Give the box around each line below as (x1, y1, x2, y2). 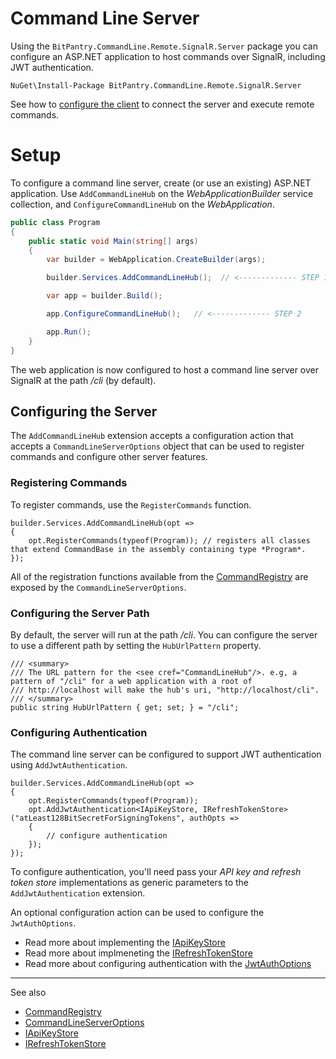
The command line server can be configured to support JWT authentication (10, 748, 322, 761)
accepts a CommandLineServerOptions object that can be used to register (10, 440, 305, 452)
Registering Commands (10, 476, 128, 490)
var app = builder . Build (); (46, 291, 163, 301)
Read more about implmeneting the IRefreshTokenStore (24, 947, 253, 959)
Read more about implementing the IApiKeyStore (24, 937, 226, 949)
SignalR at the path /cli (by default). (10, 374, 157, 386)
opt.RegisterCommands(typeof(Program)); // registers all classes (28, 535, 311, 546)
